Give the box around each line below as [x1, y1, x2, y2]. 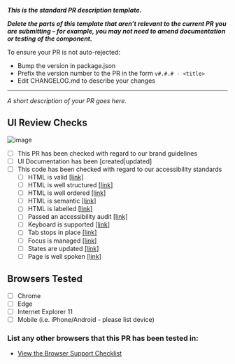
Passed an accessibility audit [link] [27, 213, 128, 221]
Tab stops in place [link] [27, 228, 97, 237]
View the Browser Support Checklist [17, 349, 122, 358]
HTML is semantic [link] [27, 196, 97, 205]
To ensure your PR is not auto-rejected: [7, 48, 121, 56]
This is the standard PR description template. [7, 6, 142, 14]
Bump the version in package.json [17, 62, 116, 69]
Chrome [17, 291, 41, 300]
